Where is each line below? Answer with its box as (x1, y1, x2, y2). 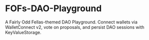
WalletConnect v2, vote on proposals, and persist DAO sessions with (5, 24, 145, 30)
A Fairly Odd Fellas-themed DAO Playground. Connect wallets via (5, 19, 138, 25)
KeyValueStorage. (5, 29, 41, 35)
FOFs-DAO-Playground (5, 3, 102, 14)
